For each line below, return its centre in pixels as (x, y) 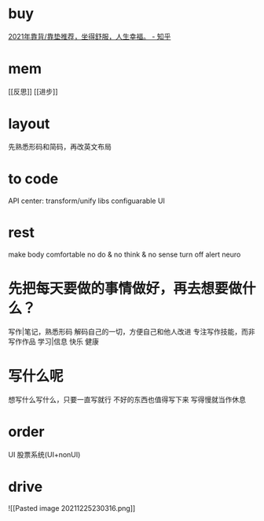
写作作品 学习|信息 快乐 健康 (54, 341)
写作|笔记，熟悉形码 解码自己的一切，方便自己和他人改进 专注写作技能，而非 (132, 331)
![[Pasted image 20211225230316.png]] (72, 508)
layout (29, 124)
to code (33, 179)
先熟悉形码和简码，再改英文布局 (60, 146)
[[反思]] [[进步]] (33, 91)
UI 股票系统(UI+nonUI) (44, 454)
